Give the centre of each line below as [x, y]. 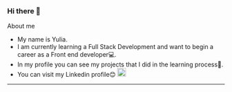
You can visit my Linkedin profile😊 [66, 75]
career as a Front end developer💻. [67, 55]
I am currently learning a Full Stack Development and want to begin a [115, 47]
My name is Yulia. [42, 39]
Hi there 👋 [24, 11]
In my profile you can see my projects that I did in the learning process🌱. [120, 64]
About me [21, 26]
